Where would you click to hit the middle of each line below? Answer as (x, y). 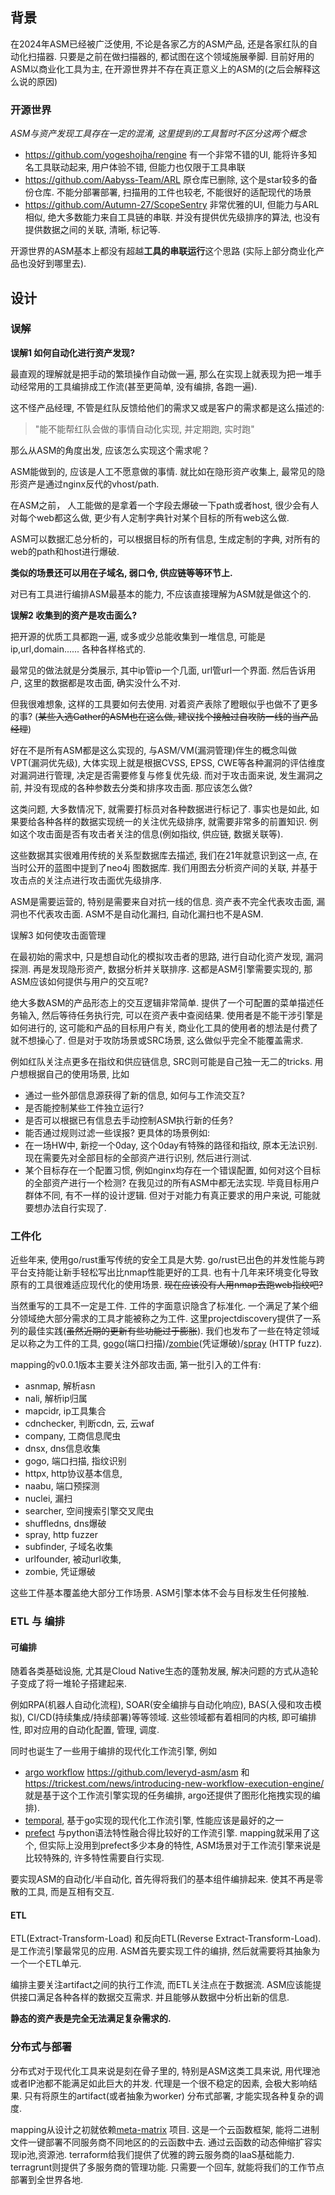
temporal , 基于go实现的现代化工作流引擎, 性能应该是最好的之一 (154, 1820)
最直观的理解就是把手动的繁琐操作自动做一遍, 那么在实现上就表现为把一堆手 (166, 374)
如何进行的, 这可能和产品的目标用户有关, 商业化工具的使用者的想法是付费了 (164, 1027)
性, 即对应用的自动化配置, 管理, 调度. (85, 1730)
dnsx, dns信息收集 (62, 1449)
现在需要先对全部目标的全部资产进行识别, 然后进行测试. (138, 1157)
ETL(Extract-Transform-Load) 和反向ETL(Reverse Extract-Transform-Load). (166, 1939)
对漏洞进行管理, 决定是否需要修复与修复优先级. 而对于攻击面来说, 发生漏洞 (162, 775)
